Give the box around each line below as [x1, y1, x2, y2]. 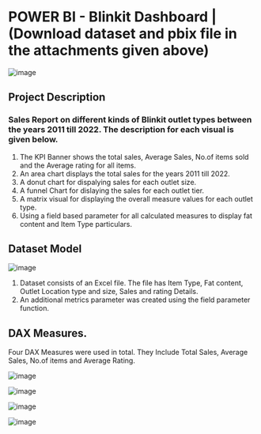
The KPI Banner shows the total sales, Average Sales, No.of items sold [19, 152, 249, 161]
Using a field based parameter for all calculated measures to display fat [19, 210, 253, 221]
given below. [8, 134, 59, 145]
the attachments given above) [8, 42, 210, 59]
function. [19, 304, 50, 313]
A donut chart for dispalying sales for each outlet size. [19, 177, 197, 187]
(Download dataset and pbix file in [8, 25, 237, 43]
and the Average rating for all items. [19, 160, 137, 170]
